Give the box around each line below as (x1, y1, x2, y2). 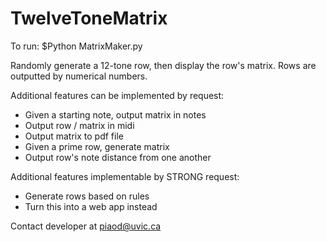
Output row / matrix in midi (24, 119, 135, 131)
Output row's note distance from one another (24, 151, 212, 163)
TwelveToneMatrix (10, 7, 168, 30)
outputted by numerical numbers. (10, 70, 148, 82)
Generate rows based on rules (24, 190, 150, 202)
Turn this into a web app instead (24, 200, 158, 212)
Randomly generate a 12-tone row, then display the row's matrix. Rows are (10, 59, 317, 71)
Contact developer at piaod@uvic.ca (10, 220, 162, 232)
